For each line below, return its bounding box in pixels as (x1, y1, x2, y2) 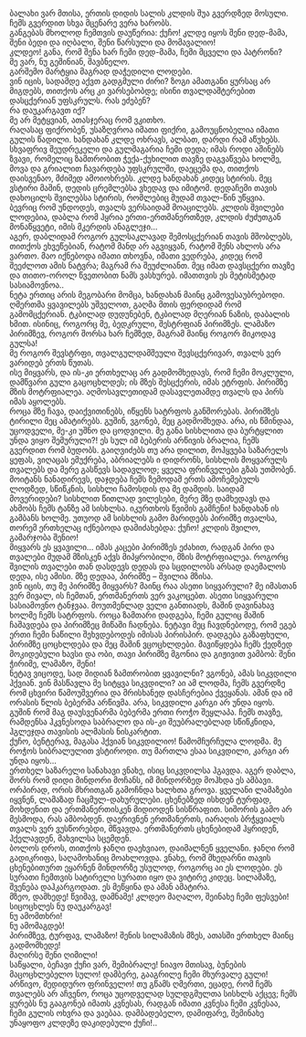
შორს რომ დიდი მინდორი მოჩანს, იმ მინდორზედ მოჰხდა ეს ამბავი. (9, 775, 274, 785)
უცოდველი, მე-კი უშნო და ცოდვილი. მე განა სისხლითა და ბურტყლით (9, 425, 284, 436)
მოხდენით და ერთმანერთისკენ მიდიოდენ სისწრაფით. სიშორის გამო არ (9, 804, 292, 814)
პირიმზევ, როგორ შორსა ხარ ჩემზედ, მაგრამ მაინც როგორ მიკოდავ (9, 328, 277, 339)
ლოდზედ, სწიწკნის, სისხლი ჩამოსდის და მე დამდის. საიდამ (9, 483, 245, 494)
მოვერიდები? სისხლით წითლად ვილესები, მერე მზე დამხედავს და (9, 493, 270, 503)
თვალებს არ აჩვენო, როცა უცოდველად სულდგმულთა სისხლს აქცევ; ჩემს (9, 989, 298, 999)
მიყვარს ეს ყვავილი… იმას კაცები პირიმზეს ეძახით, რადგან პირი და (9, 542, 275, 552)
